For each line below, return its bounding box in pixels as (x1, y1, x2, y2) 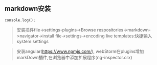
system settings (16, 38, 49, 44)
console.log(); (4, 17, 36, 23)
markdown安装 (4, 4, 51, 13)
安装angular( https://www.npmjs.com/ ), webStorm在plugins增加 (16, 48, 144, 54)
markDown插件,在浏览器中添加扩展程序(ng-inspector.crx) (16, 54, 133, 60)
